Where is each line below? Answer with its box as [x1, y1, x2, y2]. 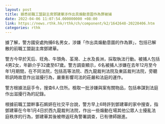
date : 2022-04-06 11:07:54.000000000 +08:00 [5, 16, 98, 21]
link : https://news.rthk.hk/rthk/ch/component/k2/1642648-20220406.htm [5, 21, 155, 26]
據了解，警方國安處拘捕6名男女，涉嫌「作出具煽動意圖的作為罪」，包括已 [5, 40, 152, 46]
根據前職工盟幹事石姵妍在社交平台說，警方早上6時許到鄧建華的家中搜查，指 [5, 101, 159, 107]
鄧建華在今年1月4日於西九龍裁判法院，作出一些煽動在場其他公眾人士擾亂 [5, 107, 152, 113]
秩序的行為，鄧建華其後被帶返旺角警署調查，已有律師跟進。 [9, 114, 130, 120]
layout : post [5, 7, 32, 12]
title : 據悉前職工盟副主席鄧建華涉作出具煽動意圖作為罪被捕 [5, 12, 112, 17]
